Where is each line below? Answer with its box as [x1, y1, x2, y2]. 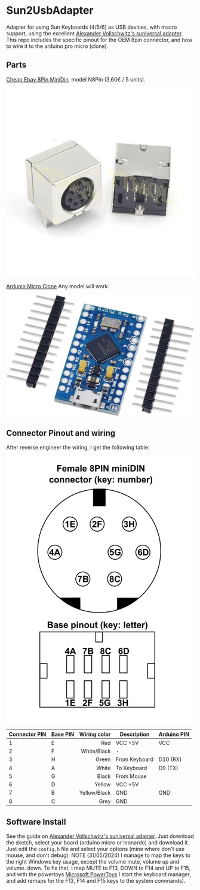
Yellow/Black [79, 789, 111, 797]
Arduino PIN [158, 731, 190, 738]
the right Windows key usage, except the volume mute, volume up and [6, 858, 180, 865]
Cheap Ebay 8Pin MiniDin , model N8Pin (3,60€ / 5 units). [6, 76, 146, 83]
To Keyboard [115, 764, 147, 771]
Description [119, 731, 150, 738]
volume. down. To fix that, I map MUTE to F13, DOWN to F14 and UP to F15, [6, 864, 191, 872]
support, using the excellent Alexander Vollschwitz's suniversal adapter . [6, 29, 183, 37]
